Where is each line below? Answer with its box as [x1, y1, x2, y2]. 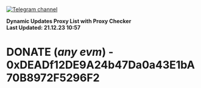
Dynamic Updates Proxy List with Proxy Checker [6, 18, 132, 24]
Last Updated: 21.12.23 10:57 [6, 24, 81, 31]
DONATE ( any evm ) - [6, 46, 114, 59]
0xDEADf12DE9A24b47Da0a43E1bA [6, 58, 195, 72]
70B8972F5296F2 [6, 71, 100, 85]
